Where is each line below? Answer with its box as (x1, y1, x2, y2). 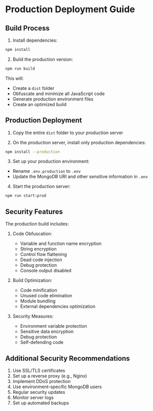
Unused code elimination (20, 293, 72, 299)
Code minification (20, 287, 57, 293)
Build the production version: (12, 56, 73, 62)
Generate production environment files (12, 96, 94, 102)
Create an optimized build (12, 101, 67, 107)
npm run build (5, 66, 35, 71)
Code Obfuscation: (12, 231, 52, 237)
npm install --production (5, 149, 60, 154)
